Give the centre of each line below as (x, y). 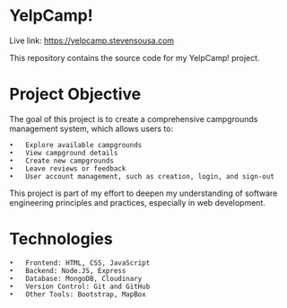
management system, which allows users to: (91, 128)
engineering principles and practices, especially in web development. (138, 202)
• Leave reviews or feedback (68, 168)
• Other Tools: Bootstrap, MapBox (78, 294)
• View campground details (64, 153)
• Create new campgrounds (62, 161)
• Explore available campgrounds (76, 145)
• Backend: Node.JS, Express (68, 270)
